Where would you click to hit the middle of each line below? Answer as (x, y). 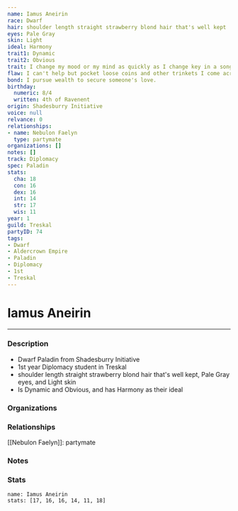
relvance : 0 (25, 119)
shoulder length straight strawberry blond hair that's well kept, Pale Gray (124, 374)
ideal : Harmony (30, 47)
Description (28, 344)
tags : (15, 238)
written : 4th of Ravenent (52, 100)
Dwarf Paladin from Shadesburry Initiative (79, 359)
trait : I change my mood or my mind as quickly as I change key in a (112, 67)
